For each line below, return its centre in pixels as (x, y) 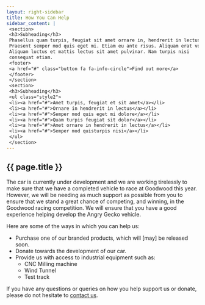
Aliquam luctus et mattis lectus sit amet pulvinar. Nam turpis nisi (99, 52)
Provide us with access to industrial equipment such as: (85, 257)
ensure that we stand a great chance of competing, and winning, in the (95, 201)
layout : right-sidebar (35, 12)
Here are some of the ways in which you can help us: (73, 226)
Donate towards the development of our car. (71, 251)
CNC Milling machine (51, 264)
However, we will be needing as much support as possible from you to (95, 195)
